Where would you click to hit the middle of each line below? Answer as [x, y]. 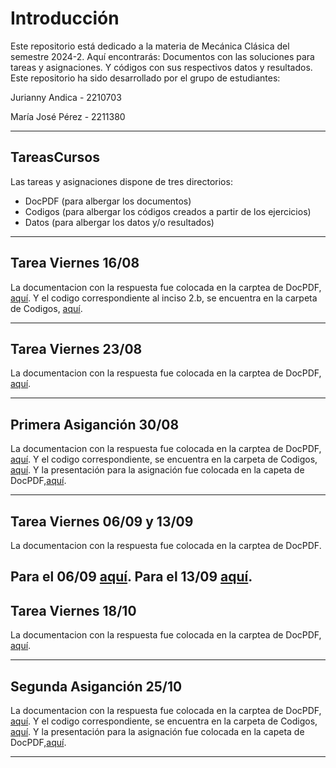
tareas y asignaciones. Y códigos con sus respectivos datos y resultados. [161, 67]
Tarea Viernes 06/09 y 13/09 [102, 521]
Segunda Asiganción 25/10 [96, 686]
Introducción [65, 18]
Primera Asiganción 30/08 [95, 424]
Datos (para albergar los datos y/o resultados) [119, 222]
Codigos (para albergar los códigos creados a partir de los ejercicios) [168, 211]
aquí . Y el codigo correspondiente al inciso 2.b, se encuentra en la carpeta [164, 298]
